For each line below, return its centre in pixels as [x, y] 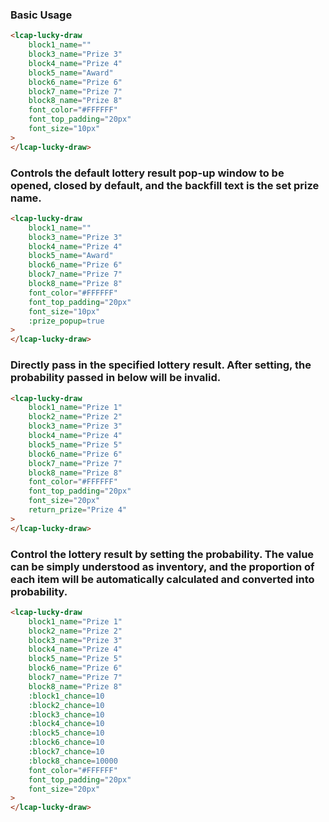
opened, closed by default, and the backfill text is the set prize [165, 185]
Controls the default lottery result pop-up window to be [147, 173]
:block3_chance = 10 [66, 714]
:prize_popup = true [66, 321]
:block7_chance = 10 [66, 752]
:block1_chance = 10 [66, 696]
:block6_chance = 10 [66, 743]
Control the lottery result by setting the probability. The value [162, 554]
